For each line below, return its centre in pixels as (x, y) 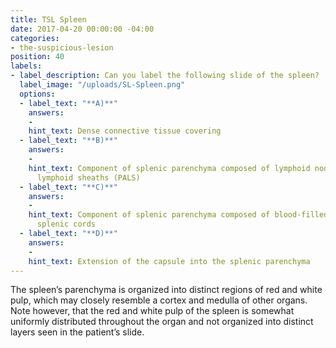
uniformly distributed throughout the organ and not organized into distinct (162, 322)
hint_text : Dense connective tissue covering (125, 131)
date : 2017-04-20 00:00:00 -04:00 (82, 29)
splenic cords (66, 224)
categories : (35, 38)
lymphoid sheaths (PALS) (88, 177)
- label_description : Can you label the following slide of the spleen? (165, 76)
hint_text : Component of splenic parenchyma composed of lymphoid (169, 168)
